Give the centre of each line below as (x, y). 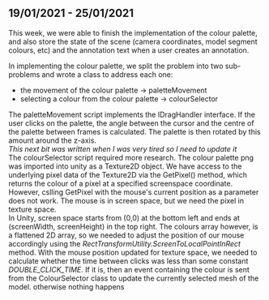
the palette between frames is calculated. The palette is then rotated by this (134, 131)
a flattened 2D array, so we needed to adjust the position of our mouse (126, 235)
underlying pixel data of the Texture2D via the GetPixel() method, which (128, 174)
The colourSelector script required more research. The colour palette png (131, 157)
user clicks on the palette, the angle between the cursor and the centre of (131, 123)
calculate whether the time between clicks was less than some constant (128, 261)
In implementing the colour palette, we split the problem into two (116, 66)
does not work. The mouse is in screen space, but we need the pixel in (126, 200)
